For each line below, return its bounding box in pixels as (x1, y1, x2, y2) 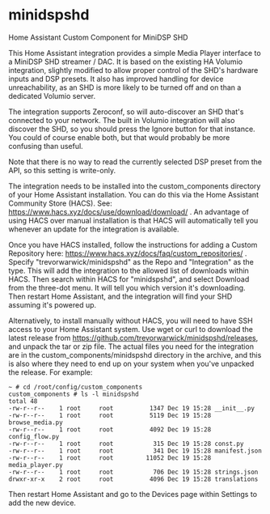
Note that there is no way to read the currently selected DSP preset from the (8, 156, 263, 167)
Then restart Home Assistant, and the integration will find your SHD (8, 291, 233, 301)
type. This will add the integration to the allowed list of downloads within (8, 265, 249, 275)
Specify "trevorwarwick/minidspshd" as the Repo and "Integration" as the (8, 257, 255, 266)
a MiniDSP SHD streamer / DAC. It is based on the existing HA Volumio (8, 57, 243, 66)
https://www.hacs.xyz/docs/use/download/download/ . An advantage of (8, 206, 249, 216)
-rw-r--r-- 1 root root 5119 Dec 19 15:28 (8, 411, 212, 419)
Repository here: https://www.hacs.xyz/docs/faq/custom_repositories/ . (8, 249, 247, 258)
